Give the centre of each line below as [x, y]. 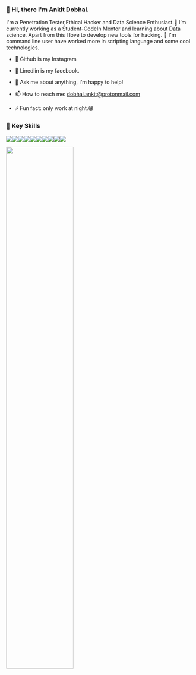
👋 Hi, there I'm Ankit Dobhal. [48, 10]
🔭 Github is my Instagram [45, 59]
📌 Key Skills [23, 126]
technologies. [23, 48]
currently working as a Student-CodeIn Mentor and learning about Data [94, 29]
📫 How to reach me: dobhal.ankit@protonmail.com [78, 94]
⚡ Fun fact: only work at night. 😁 [54, 108]
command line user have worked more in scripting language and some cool [98, 42]
